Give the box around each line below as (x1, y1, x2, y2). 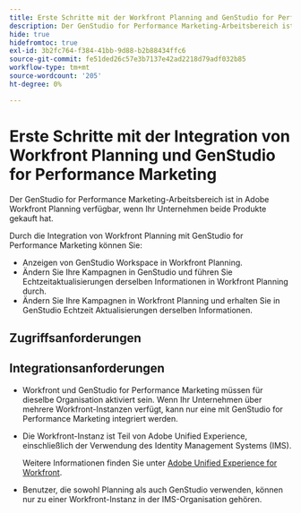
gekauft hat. (9, 212, 54, 224)
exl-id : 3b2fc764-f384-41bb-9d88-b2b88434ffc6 (9, 47, 186, 56)
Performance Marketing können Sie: (9, 239, 143, 251)
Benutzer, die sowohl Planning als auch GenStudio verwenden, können (21, 484, 284, 495)
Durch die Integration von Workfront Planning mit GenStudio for (9, 230, 244, 241)
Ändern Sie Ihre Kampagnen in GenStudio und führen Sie (21, 266, 233, 278)
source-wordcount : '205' (9, 72, 102, 81)
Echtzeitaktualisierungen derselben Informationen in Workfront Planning (21, 276, 288, 286)
